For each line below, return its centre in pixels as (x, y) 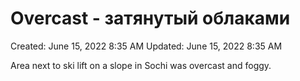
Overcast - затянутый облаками (150, 18)
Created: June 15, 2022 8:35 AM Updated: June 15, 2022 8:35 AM (146, 46)
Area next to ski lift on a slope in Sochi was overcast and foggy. (141, 65)
